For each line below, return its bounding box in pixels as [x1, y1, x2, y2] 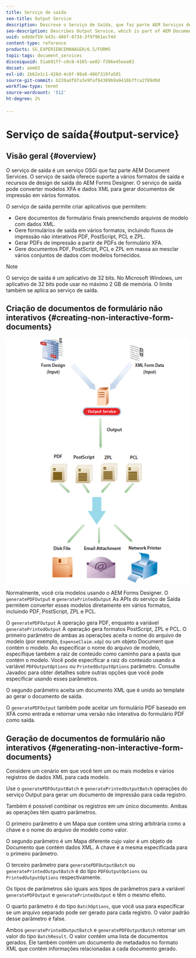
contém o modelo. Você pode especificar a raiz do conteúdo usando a [6, 657, 176, 664]
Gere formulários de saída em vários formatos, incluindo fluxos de [14, 226, 174, 234]
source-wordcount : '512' [6, 90, 66, 96]
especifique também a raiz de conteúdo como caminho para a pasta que [6, 650, 181, 658]
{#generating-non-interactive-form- [47, 743, 184, 753]
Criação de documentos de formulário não [6, 304, 163, 314]
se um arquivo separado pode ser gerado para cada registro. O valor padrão [6, 909, 190, 916]
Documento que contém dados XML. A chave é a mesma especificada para [6, 844, 188, 851]
